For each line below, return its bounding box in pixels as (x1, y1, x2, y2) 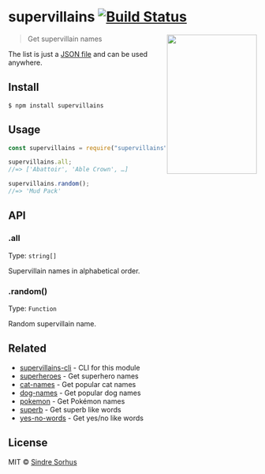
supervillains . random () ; (8, 180, 90, 188)
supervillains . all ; (8, 158, 73, 166)
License (8, 436, 48, 450)
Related (8, 342, 47, 355)
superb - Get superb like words (19, 404, 121, 414)
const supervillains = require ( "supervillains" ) (8, 144, 171, 152)
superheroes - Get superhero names (19, 371, 140, 381)
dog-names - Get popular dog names (19, 388, 141, 397)
